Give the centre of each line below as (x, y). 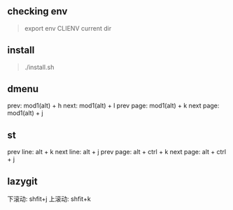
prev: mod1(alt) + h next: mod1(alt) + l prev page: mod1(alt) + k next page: (113, 106)
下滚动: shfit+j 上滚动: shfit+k (49, 199)
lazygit (22, 181)
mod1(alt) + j (25, 113)
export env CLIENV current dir (68, 28)
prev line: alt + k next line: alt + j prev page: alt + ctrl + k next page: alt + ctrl (116, 152)
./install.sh (39, 67)
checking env (37, 12)
